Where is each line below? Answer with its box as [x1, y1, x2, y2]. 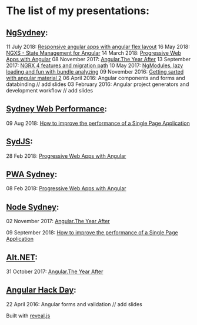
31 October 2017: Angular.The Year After [6, 268, 103, 275]
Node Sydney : [6, 202, 59, 212]
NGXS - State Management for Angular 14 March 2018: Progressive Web [6, 49, 181, 57]
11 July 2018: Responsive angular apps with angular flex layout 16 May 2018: [6, 43, 190, 50]
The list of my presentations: [6, 4, 150, 18]
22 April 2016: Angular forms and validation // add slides [6, 300, 142, 307]
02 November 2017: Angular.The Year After [6, 218, 110, 225]
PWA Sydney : [6, 170, 58, 180]
